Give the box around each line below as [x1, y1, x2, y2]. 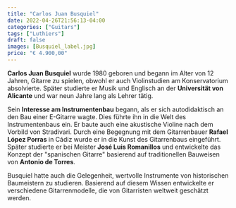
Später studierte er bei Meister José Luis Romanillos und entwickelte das [7, 142, 221, 151]
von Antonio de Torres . [7, 157, 76, 166]
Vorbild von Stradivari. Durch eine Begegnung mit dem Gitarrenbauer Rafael [7, 128, 228, 136]
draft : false [7, 37, 46, 44]
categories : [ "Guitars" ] [7, 23, 80, 30]
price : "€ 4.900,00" [7, 50, 68, 57]
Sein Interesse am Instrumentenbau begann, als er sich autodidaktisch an [7, 105, 224, 114]
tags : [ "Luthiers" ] [7, 30, 65, 37]
